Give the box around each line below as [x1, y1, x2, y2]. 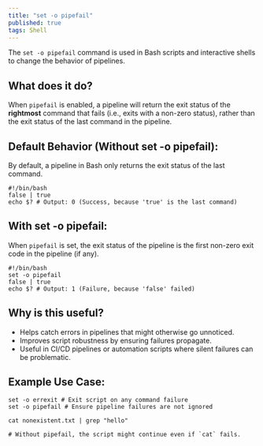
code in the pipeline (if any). [8, 249, 100, 258]
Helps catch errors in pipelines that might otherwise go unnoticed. [19, 327, 235, 336]
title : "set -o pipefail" [8, 11, 93, 20]
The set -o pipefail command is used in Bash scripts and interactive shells [8, 48, 256, 58]
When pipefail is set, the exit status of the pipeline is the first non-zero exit [8, 240, 254, 249]
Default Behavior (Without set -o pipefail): [8, 140, 219, 153]
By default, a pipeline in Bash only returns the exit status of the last [8, 161, 226, 170]
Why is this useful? [8, 306, 105, 320]
